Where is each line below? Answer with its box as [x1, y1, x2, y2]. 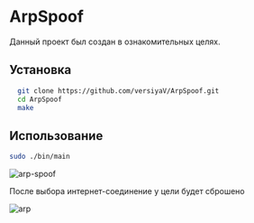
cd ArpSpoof [17, 95, 63, 104]
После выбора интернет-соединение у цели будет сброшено [9, 186, 245, 197]
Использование [9, 128, 104, 144]
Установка [9, 62, 72, 78]
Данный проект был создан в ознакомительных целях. [9, 36, 221, 47]
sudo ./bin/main [9, 152, 70, 162]
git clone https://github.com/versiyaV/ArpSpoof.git [17, 86, 220, 96]
